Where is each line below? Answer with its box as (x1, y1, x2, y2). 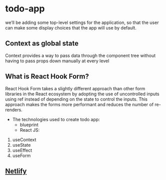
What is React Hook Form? (5, 72, 89, 81)
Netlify (5, 167, 27, 175)
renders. (5, 107, 22, 113)
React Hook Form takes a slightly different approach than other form (5, 85, 146, 91)
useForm (12, 153, 31, 159)
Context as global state (5, 39, 79, 48)
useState (12, 142, 31, 148)
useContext (12, 137, 36, 143)
